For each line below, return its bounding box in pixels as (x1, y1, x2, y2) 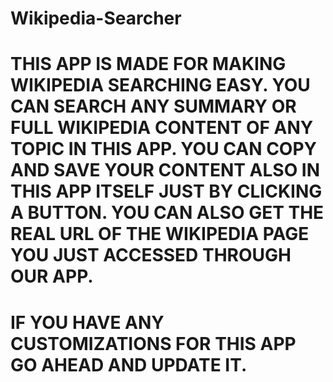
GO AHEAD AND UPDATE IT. (10, 353, 248, 376)
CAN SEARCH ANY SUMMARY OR (10, 95, 297, 118)
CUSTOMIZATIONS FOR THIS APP (10, 332, 297, 355)
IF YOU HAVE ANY (10, 311, 165, 334)
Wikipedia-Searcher (10, 7, 182, 30)
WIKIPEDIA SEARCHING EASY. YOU (10, 74, 311, 97)
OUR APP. (10, 265, 94, 288)
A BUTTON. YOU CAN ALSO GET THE (10, 202, 325, 224)
